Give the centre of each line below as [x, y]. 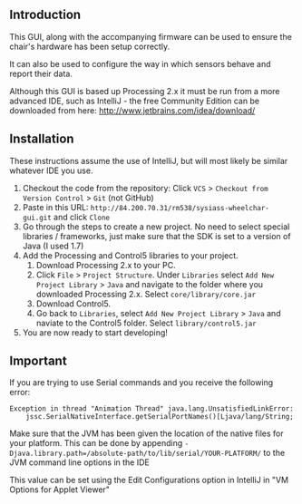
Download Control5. [73, 304]
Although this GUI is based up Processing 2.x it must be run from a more [145, 91]
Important [38, 361]
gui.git [37, 218]
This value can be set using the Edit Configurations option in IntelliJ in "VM [149, 480]
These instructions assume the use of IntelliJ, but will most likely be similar [149, 160]
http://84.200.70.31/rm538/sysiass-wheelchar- [180, 208]
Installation [42, 139]
